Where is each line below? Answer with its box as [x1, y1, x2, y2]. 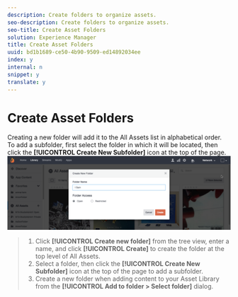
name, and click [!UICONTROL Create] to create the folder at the [35, 244, 225, 252]
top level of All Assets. [35, 252, 101, 260]
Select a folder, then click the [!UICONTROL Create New [35, 259, 200, 268]
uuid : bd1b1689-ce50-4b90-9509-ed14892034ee [7, 49, 141, 56]
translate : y [7, 78, 46, 86]
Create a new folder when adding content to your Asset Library [35, 274, 220, 283]
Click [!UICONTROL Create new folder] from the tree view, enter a [35, 237, 229, 245]
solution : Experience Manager [7, 34, 97, 41]
